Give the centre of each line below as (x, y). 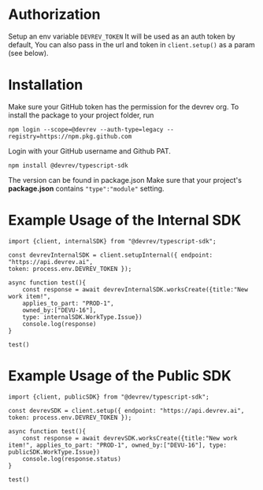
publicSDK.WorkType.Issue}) (54, 452)
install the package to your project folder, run (81, 115)
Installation (46, 85)
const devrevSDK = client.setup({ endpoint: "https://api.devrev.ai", (126, 410)
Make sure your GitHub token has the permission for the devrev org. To (124, 106)
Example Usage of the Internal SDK (125, 220)
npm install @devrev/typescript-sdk (68, 165)
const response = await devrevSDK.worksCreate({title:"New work (130, 438)
